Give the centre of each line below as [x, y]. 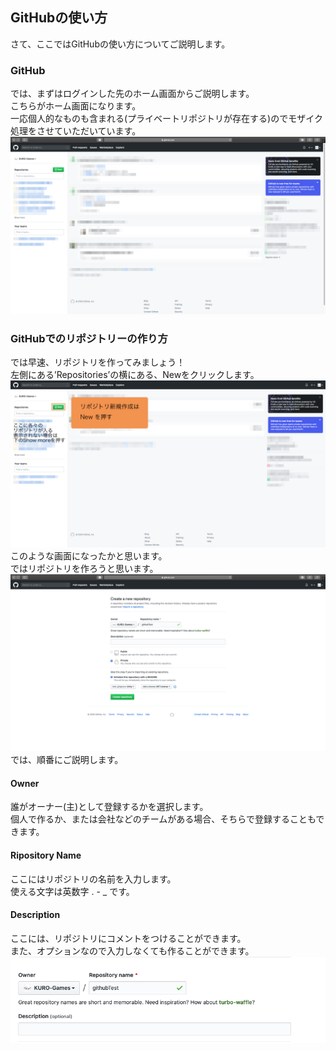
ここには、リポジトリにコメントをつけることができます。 [128, 938]
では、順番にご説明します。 [67, 760]
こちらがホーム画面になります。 [76, 106]
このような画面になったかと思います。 [89, 555]
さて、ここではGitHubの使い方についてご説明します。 [120, 44]
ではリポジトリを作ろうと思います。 [84, 568]
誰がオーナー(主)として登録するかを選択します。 [109, 807]
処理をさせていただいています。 [76, 131]
